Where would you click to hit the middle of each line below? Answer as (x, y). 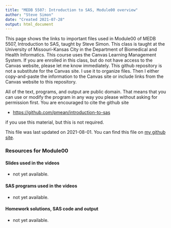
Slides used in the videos (32, 163)
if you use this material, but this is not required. (55, 122)
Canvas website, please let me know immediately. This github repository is (84, 66)
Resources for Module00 (37, 151)
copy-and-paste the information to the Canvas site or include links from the (84, 76)
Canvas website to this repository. (41, 82)
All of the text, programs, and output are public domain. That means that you (86, 92)
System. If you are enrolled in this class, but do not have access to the (79, 60)
